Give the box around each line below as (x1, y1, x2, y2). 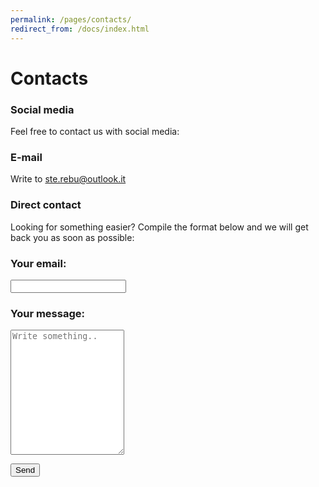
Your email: (10, 256, 67, 270)
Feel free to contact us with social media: (10, 125, 180, 137)
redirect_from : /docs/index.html (10, 24, 150, 34)
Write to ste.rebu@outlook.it (10, 173, 127, 185)
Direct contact (10, 198, 82, 212)
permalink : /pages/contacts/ (10, 14, 132, 25)
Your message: (10, 306, 85, 320)
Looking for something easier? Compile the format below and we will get (10, 221, 309, 233)
